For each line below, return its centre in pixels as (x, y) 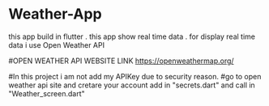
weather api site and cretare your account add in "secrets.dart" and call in (132, 85)
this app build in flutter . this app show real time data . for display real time (132, 36)
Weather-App (56, 14)
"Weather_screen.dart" (47, 93)
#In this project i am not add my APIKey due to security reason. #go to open (135, 76)
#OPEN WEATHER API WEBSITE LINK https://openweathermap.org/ (121, 61)
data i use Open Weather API (57, 45)
